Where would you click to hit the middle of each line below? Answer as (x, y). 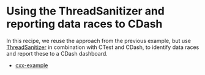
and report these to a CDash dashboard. (57, 53)
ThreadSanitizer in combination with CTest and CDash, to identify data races (103, 47)
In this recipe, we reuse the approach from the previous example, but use (99, 41)
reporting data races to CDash (84, 24)
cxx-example (32, 65)
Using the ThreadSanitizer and (86, 11)
